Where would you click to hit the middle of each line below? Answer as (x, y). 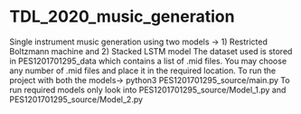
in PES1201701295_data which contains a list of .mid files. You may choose (148, 61)
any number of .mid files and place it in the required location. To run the (143, 71)
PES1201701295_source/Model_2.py (76, 99)
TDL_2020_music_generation (122, 17)
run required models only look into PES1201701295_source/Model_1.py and (148, 90)
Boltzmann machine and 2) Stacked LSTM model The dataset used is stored (151, 51)
